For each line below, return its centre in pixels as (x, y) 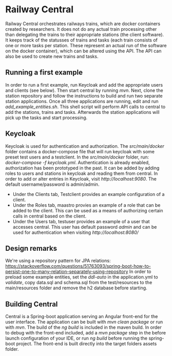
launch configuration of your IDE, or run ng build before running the (76, 338)
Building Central (31, 304)
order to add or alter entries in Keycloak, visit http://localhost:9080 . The (81, 179)
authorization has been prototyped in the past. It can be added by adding (82, 168)
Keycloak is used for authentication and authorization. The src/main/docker (85, 146)
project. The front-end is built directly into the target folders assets (87, 344)
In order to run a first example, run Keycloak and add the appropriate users (84, 85)
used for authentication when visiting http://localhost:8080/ (76, 232)
